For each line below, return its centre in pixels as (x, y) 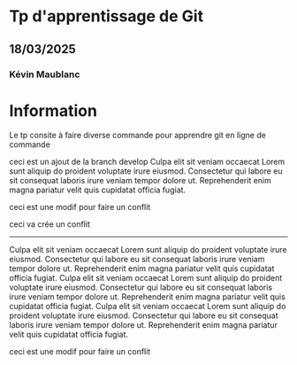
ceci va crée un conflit (50, 224)
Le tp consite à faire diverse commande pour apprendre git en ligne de (138, 136)
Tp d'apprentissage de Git (107, 16)
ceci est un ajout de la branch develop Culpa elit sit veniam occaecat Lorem (147, 162)
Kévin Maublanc (45, 74)
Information (53, 110)
